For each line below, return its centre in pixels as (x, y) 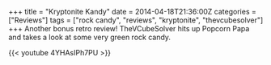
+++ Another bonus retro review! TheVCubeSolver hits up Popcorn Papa (129, 28)
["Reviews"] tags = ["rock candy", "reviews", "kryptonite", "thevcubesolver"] (136, 20)
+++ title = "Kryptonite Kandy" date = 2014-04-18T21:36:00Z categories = (132, 12)
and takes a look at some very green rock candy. (90, 37)
